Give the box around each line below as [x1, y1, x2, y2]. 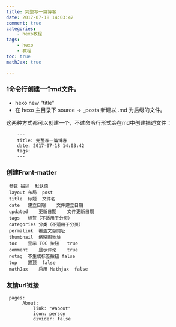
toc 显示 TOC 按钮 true [8, 241, 78, 247]
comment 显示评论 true [8, 247, 78, 253]
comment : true [6, 20, 42, 26]
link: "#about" [32, 305, 71, 312]
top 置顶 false [8, 260, 56, 266]
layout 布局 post [8, 190, 53, 196]
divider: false [32, 316, 71, 322]
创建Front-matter [6, 168, 57, 176]
